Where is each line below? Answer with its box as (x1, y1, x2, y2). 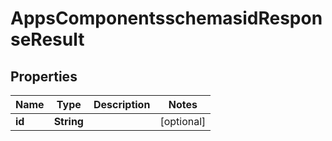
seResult (10, 28, 85, 51)
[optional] (159, 115, 207, 128)
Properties (10, 68, 78, 85)
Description (93, 98, 151, 111)
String (53, 115, 84, 128)
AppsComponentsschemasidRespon (10, 7, 323, 30)
